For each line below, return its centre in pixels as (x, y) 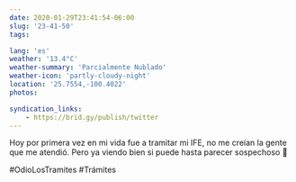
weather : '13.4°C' (44, 59)
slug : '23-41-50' (42, 26)
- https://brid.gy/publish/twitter (92, 117)
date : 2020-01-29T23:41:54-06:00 (72, 18)
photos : (24, 92)
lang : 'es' (30, 50)
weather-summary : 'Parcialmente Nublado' (88, 68)
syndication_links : (46, 109)
